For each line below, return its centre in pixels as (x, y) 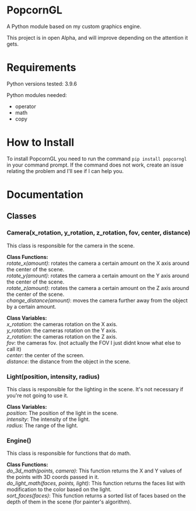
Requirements (41, 68)
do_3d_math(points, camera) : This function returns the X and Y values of (94, 471)
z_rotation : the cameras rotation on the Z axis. (62, 336)
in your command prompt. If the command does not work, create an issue (95, 165)
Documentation (45, 195)
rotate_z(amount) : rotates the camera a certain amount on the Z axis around (98, 288)
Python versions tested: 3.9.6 (42, 84)
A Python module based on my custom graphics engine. (74, 26)
